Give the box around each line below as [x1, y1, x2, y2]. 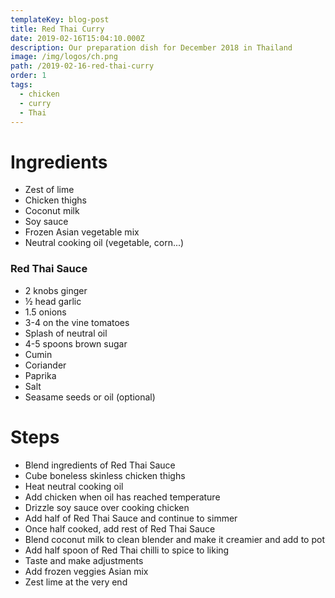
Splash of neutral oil [24, 327, 108, 339]
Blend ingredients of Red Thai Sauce [24, 459, 176, 471]
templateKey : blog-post [10, 14, 110, 25]
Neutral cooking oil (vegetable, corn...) [24, 237, 185, 249]
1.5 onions [24, 306, 67, 318]
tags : [10, 80, 33, 90]
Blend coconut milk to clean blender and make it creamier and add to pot [24, 533, 325, 545]
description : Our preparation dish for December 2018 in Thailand [10, 42, 293, 53]
